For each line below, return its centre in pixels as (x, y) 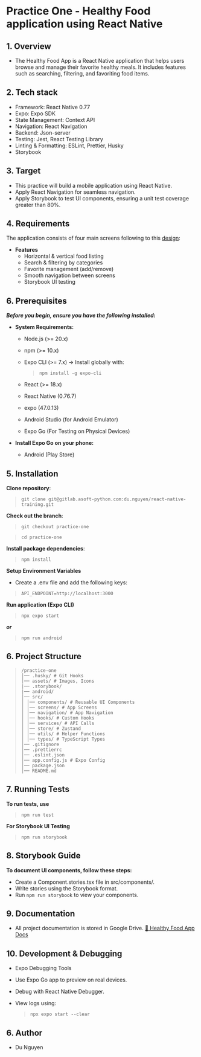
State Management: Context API (55, 120)
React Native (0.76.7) (50, 396)
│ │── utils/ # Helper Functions (63, 734)
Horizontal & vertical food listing (64, 256)
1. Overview (29, 46)
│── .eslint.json (43, 755)
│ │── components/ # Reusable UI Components (78, 702)
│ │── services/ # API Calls (58, 723)
